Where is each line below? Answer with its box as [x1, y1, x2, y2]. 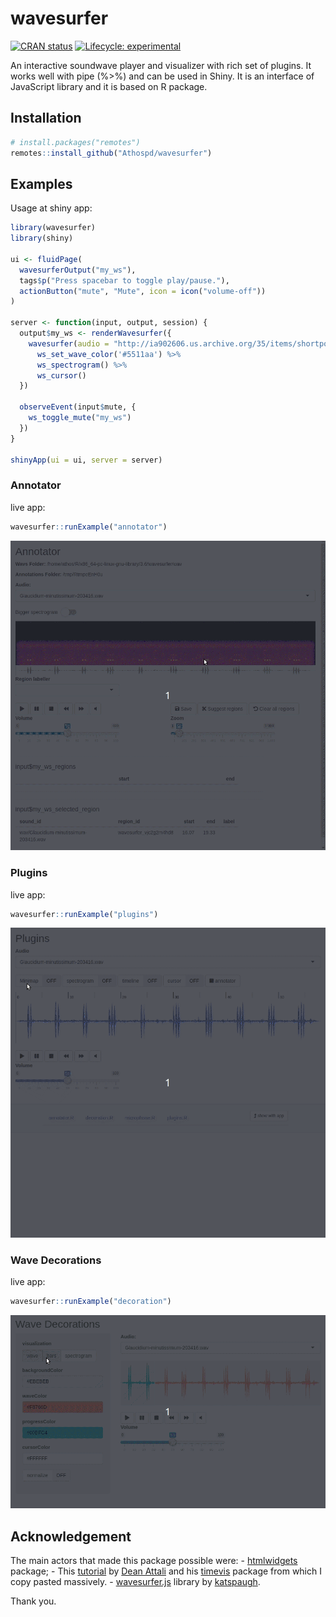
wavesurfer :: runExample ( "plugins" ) [10, 909, 159, 919]
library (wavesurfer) [10, 223, 97, 233]
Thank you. [10, 1595, 57, 1607]
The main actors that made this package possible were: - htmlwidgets [10, 1555, 298, 1567]
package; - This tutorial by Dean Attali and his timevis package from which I [10, 1565, 322, 1577]
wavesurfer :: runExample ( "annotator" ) [10, 522, 168, 532]
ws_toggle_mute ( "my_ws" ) [28, 413, 132, 423]
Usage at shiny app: [10, 202, 93, 214]
